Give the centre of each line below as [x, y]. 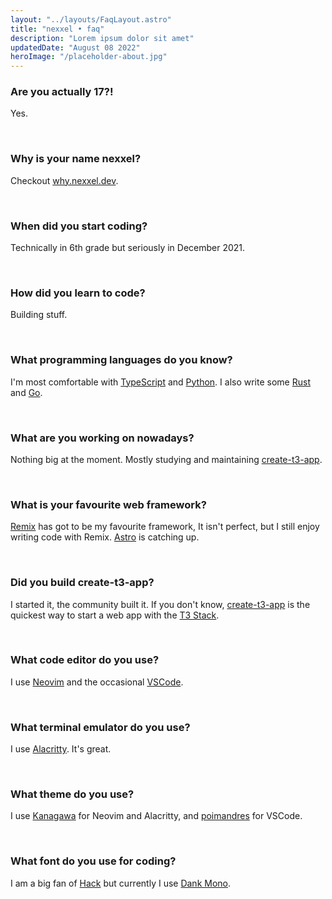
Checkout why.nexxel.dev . [64, 180]
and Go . [26, 392]
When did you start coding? [79, 226]
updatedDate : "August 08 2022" [75, 47]
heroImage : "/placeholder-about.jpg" [89, 57]
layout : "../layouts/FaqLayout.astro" [91, 19]
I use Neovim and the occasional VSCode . [97, 682]
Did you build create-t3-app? [82, 583]
